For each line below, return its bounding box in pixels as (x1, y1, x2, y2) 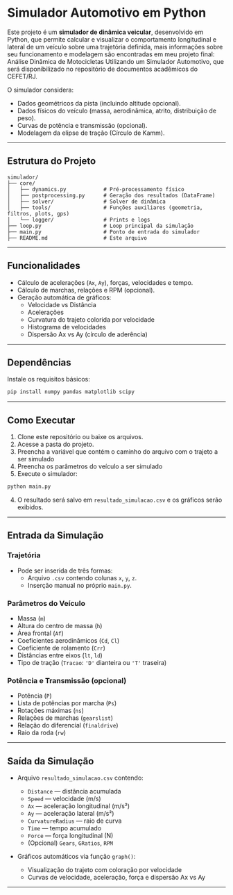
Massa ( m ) (17, 614, 46, 623)
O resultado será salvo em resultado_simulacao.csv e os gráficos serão (17, 495, 223, 504)
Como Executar (7, 414, 76, 426)
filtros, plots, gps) (7, 210, 70, 217)
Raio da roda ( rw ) (17, 728, 67, 737)
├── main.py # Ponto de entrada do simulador (7, 228, 200, 236)
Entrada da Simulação (7, 529, 104, 541)
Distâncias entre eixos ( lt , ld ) (17, 651, 103, 659)
